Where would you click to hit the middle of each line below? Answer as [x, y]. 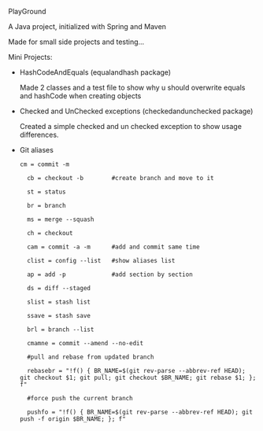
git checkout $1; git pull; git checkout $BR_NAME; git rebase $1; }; [138, 378]
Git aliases [36, 150]
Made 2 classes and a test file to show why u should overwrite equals [132, 87]
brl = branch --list [61, 330]
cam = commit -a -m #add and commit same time [113, 247]
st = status [46, 192]
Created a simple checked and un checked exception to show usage [131, 126]
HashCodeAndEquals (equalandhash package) [95, 72]
